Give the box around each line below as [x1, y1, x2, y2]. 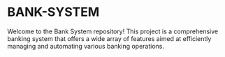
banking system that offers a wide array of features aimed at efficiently [7, 34, 212, 42]
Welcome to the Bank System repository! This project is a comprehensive [7, 27, 219, 35]
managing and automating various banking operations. [7, 42, 165, 50]
